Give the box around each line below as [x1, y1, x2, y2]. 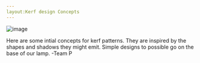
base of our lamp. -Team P [6, 49, 73, 57]
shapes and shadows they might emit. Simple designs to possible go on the [6, 43, 195, 50]
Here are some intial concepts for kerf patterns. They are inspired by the [6, 37, 187, 44]
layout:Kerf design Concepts [6, 8, 80, 15]
